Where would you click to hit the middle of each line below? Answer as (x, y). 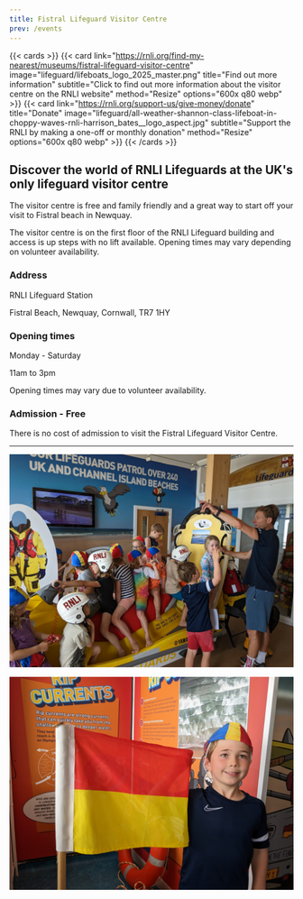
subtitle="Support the (251, 123)
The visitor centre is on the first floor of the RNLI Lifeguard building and (142, 233)
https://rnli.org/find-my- (160, 55)
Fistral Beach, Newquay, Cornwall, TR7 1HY (90, 312)
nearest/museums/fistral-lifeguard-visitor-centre (100, 65)
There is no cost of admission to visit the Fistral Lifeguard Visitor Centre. (143, 434)
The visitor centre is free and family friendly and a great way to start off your (151, 206)
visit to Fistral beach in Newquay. (71, 216)
